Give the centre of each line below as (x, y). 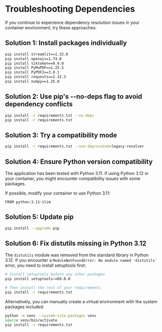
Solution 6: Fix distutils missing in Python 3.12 (76, 244)
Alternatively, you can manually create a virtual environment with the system (81, 301)
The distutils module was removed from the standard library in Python (77, 255)
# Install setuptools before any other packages (55, 274)
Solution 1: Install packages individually (66, 43)
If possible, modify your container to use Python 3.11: (58, 193)
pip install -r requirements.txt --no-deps (50, 116)
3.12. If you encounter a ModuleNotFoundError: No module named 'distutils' (81, 260)
